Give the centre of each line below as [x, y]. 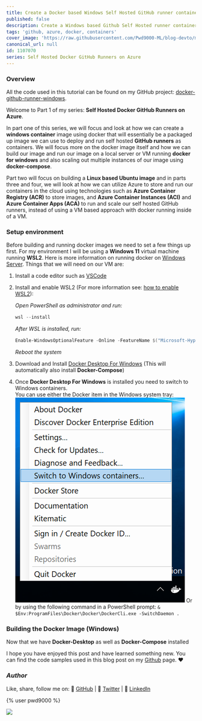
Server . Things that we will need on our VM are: [65, 264]
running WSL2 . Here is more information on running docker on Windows [96, 258]
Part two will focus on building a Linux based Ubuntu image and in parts [96, 178]
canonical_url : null [32, 44]
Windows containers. [41, 388]
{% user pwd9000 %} [33, 700]
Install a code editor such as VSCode [61, 276]
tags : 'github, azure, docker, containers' [62, 32]
